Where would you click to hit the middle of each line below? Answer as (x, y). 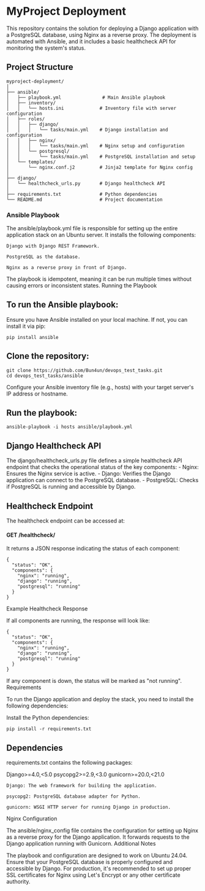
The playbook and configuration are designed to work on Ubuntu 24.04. (97, 855)
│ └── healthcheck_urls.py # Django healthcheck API (86, 183)
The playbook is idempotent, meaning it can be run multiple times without (99, 279)
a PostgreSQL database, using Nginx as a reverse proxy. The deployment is (102, 34)
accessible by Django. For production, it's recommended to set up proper (99, 869)
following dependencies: (37, 706)
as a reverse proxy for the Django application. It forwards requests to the (98, 837)
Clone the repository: (48, 356)
